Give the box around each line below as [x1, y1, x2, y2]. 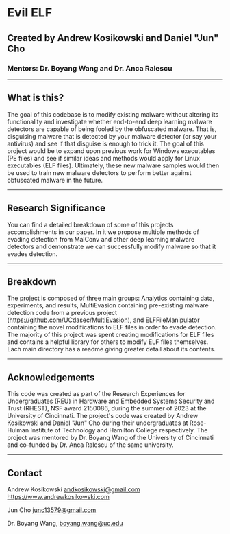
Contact [7, 467, 42, 478]
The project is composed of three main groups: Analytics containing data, [7, 294, 215, 303]
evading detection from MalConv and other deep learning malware [7, 235, 195, 243]
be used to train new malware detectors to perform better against [7, 168, 192, 176]
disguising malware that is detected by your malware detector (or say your [7, 132, 217, 140]
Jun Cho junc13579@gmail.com [7, 506, 97, 514]
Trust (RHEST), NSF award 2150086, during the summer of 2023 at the [7, 404, 207, 413]
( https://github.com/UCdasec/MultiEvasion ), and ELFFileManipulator [7, 316, 200, 324]
